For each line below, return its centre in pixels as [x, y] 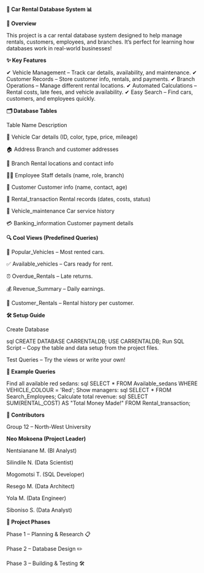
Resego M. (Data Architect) [41, 486]
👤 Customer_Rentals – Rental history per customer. [70, 303]
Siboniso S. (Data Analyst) [39, 510]
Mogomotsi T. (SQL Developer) [45, 474]
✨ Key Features [26, 60]
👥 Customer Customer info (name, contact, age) [67, 187]
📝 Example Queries [31, 371]
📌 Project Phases [28, 522]
